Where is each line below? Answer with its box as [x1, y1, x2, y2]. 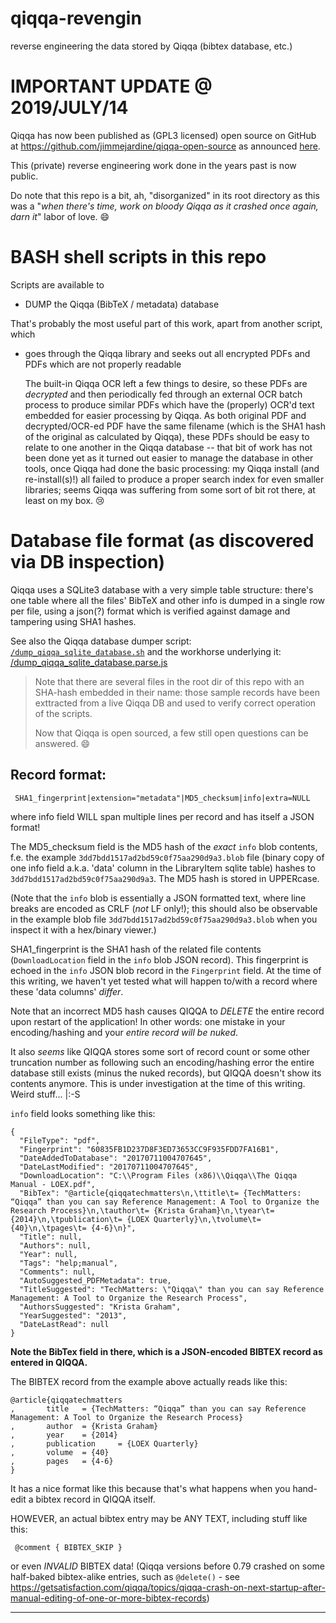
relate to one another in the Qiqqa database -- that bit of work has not [24, 441, 313, 453]
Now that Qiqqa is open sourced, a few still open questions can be [34, 727, 309, 739]
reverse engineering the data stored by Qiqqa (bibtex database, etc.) [10, 40, 293, 52]
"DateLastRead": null [19, 1319, 110, 1329]
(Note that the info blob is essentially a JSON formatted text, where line [10, 892, 307, 904]
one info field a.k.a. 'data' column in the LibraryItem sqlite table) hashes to [10, 862, 316, 874]
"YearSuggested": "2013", [19, 1310, 128, 1321]
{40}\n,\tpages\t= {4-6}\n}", [10, 1223, 137, 1233]
